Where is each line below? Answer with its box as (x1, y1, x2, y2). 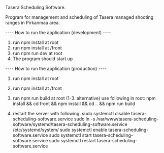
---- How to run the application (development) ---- (5, 30, 112, 35)
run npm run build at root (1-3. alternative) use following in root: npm (12, 95, 156, 101)
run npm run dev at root (12, 50, 62, 56)
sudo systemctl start (49, 132, 92, 138)
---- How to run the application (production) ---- (5, 66, 107, 71)
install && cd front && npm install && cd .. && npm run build (12, 100, 136, 107)
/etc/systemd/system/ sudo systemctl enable (12, 127, 108, 133)
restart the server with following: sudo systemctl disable (12, 111, 130, 116)
